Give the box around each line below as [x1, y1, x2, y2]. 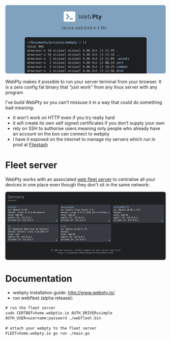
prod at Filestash [12, 141, 48, 148]
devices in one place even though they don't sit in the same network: [5, 181, 150, 188]
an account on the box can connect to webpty [12, 130, 109, 137]
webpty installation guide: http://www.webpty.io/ [12, 290, 115, 296]
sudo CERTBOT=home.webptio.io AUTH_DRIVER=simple [5, 310, 113, 316]
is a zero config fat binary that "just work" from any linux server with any [5, 84, 158, 90]
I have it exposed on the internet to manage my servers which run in [12, 136, 156, 142]
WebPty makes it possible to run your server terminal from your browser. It [5, 78, 162, 84]
